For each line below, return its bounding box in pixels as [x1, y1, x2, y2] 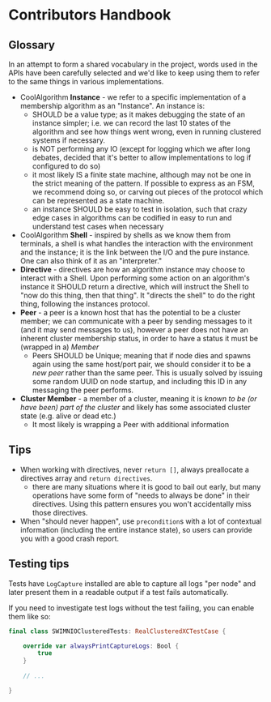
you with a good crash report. [19, 533, 120, 543]
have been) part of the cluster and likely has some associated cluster [19, 403, 251, 412]
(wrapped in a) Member [19, 342, 100, 352]
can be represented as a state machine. [32, 196, 165, 205]
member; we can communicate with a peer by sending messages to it [19, 316, 252, 326]
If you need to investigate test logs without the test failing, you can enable [8, 602, 255, 613]
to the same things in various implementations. [8, 77, 164, 86]
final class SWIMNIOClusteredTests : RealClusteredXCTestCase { [8, 627, 227, 636]
